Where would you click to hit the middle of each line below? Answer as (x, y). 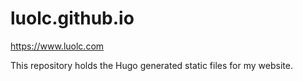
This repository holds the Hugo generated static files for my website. (151, 65)
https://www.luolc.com (57, 46)
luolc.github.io (72, 18)
